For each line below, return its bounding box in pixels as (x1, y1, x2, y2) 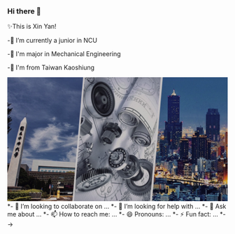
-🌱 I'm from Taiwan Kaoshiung (7, 63, 95, 72)
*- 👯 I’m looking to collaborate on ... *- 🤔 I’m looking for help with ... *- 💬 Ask (7, 202, 227, 211)
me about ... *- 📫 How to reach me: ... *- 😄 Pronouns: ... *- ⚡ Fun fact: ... (7, 210, 219, 219)
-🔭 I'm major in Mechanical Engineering (7, 50, 121, 58)
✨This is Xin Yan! (7, 22, 57, 31)
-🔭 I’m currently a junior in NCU (7, 36, 98, 45)
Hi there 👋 (7, 6, 42, 16)
